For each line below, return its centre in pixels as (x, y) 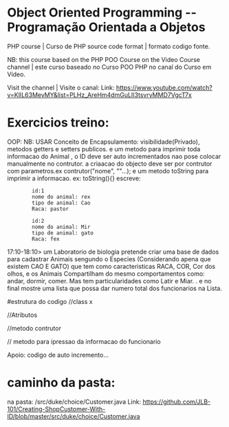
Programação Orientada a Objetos (106, 27)
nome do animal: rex (61, 197)
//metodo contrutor (34, 328)
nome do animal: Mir (61, 227)
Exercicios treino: (58, 123)
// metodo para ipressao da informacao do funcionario (84, 341)
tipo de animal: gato (63, 233)
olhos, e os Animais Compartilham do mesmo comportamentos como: (106, 274)
